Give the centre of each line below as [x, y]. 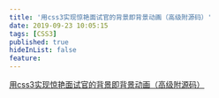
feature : [25, 58]
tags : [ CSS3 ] [33, 34]
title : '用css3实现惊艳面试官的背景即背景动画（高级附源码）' [110, 17]
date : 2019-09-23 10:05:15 [59, 26]
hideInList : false [43, 50]
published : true [39, 42]
